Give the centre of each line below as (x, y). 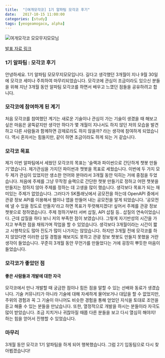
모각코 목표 (17, 151)
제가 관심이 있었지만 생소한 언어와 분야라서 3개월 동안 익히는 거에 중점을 (79, 175)
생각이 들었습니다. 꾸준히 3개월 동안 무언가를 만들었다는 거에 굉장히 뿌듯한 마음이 (82, 243)
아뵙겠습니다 (17, 351)
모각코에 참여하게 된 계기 (33, 107)
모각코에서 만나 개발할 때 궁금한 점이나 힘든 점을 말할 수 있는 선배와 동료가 (76, 288)
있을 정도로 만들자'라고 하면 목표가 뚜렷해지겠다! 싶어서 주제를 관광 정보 (89, 206)
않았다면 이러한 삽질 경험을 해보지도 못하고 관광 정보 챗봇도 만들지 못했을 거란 (84, 237)
